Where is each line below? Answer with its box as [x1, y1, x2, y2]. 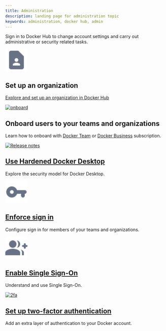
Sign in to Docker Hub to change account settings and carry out [5, 34, 139, 40]
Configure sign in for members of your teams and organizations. [5, 226, 140, 233]
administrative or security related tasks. [5, 39, 88, 45]
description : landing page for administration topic [5, 13, 119, 19]
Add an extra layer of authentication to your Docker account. [5, 320, 132, 326]
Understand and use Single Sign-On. [5, 282, 82, 288]
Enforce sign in [5, 213, 54, 222]
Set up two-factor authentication [5, 307, 112, 315]
